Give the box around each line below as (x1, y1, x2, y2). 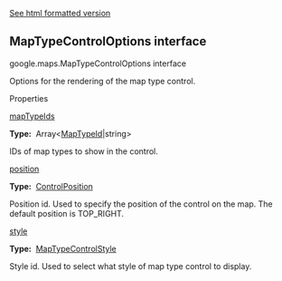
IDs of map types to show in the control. (9, 145, 158, 157)
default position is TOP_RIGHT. (9, 208, 125, 218)
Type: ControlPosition (9, 180, 93, 191)
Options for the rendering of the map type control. (9, 75, 196, 86)
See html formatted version (9, 8, 111, 18)
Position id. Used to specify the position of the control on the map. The (9, 199, 273, 209)
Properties (9, 92, 49, 103)
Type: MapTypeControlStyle (9, 243, 117, 254)
